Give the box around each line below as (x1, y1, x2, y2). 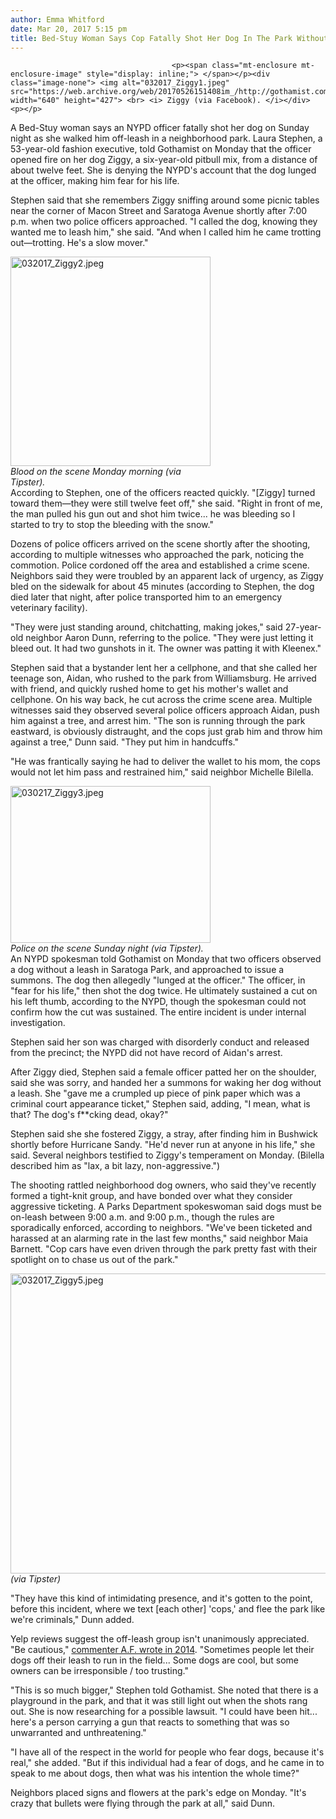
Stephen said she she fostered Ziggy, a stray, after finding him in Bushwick (10, 1128, 318, 1140)
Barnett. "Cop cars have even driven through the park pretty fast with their (10, 1243, 318, 1255)
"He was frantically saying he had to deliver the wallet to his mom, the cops (10, 756, 321, 768)
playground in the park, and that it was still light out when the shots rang (10, 1695, 308, 1707)
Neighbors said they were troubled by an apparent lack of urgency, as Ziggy (10, 570, 324, 582)
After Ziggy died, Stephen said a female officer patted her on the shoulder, (10, 1066, 317, 1078)
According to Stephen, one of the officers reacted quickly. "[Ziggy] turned (10, 487, 316, 499)
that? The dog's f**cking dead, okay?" (10, 1109, 169, 1121)
